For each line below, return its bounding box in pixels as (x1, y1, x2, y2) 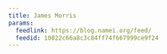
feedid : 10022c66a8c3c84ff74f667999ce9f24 (15, 33, 159, 42)
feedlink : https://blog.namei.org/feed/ (15, 26, 152, 34)
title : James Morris (8, 11, 78, 20)
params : (8, 19, 34, 27)
